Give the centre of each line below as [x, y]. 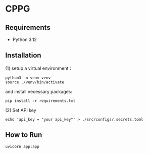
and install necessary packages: [39, 91]
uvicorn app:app [22, 146]
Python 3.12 [24, 39]
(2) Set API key [21, 110]
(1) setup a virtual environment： [39, 68]
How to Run [24, 135]
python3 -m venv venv [28, 78]
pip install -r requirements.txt [40, 101]
